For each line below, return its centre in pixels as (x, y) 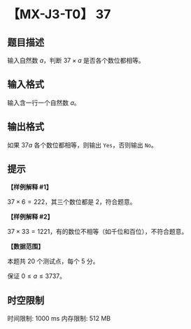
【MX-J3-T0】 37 (59, 14)
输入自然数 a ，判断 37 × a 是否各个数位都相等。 (76, 60)
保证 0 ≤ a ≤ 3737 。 (37, 276)
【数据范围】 (26, 247)
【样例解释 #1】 (30, 187)
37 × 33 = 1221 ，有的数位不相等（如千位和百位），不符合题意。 (98, 232)
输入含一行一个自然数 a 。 (44, 103)
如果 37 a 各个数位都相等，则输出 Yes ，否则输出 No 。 (82, 145)
